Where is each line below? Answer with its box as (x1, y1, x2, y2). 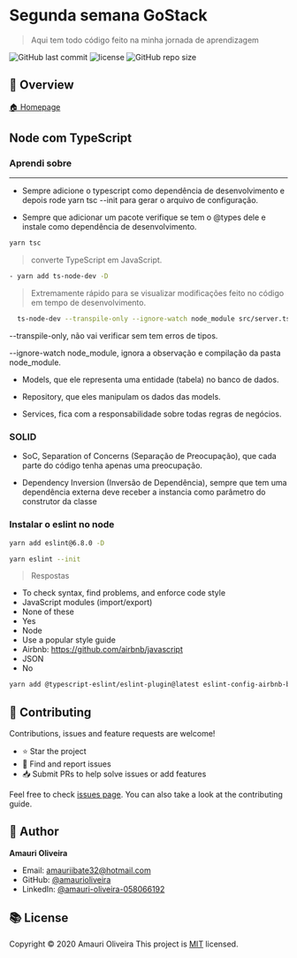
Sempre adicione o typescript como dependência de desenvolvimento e (21, 185, 286, 196)
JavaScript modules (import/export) (21, 597, 153, 608)
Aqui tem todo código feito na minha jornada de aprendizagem (30, 35, 259, 45)
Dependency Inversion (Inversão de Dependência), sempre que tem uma (21, 478, 287, 488)
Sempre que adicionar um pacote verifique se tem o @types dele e (21, 212, 267, 222)
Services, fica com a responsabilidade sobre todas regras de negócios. (21, 409, 282, 419)
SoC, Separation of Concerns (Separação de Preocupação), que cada (21, 451, 277, 462)
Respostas (30, 571, 70, 581)
